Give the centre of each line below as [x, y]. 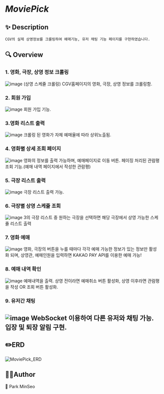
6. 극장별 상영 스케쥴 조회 [33, 206]
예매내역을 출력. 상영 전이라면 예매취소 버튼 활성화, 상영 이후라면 [85, 281]
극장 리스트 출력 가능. [44, 192]
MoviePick [27, 9]
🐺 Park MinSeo [20, 386]
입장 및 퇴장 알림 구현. [36, 328]
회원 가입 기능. [38, 109]
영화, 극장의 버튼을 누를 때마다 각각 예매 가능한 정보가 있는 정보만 [86, 249]
